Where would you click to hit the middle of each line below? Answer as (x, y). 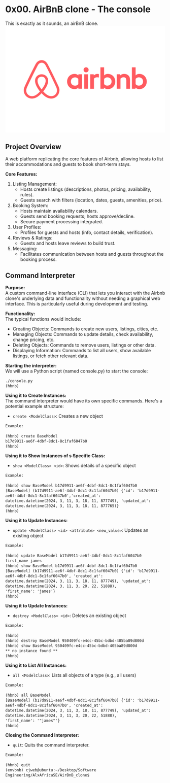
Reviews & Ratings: (32, 238)
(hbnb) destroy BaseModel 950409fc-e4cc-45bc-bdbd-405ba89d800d (75, 641)
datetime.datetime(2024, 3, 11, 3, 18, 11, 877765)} (62, 506)
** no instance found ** (31, 651)
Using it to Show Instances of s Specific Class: (55, 456)
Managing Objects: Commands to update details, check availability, (83, 334)
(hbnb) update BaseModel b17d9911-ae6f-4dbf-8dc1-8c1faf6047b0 (74, 556)
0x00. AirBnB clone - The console (78, 9)
